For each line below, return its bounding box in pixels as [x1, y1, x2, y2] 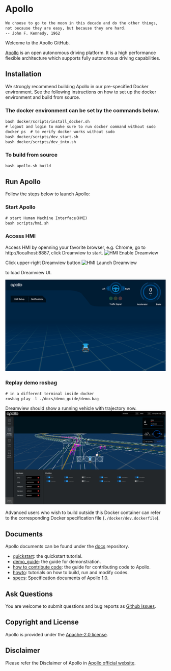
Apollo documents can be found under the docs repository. [5, 544, 129, 550]
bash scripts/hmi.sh [5, 221, 49, 226]
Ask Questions [5, 589, 53, 598]
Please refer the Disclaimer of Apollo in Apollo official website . [5, 660, 136, 666]
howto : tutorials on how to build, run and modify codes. [12, 570, 129, 576]
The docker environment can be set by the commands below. [5, 107, 159, 114]
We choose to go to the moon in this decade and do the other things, [5, 20, 158, 25]
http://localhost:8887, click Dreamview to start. [5, 249, 103, 255]
